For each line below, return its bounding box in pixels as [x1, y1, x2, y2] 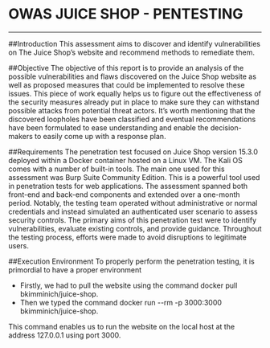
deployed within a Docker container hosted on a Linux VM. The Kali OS [8, 155, 243, 165]
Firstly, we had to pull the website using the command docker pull [19, 280, 238, 290]
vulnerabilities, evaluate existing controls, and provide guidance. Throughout [8, 223, 262, 233]
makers [8, 131, 34, 141]
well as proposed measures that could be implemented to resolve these [8, 80, 245, 89]
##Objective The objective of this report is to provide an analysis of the [8, 63, 244, 72]
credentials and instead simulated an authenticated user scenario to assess [8, 207, 259, 216]
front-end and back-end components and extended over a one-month [8, 190, 240, 199]
